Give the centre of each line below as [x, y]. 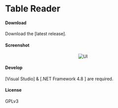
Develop [14, 68]
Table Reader [33, 9]
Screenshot [17, 45]
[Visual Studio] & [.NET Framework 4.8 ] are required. [59, 79]
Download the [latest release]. [36, 34]
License [14, 90]
